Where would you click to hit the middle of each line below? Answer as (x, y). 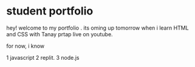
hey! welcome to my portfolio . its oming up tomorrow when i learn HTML (98, 28)
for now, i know (26, 46)
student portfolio (50, 11)
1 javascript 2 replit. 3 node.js (43, 57)
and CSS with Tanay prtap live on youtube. (60, 34)
